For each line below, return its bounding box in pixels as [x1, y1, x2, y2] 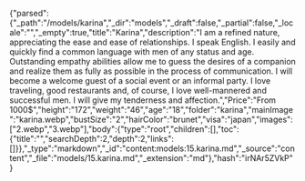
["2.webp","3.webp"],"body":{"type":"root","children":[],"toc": [9, 124, 239, 135]
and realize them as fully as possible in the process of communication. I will [9, 65, 293, 76]
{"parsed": [9, 8, 50, 18]
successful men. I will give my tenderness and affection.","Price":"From [9, 95, 276, 106]
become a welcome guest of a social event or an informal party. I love [9, 75, 271, 85]
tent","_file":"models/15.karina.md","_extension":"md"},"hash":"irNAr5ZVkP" [9, 153, 294, 163]
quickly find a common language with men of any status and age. [9, 46, 255, 57]
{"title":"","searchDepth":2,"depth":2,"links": [9, 134, 175, 144]
